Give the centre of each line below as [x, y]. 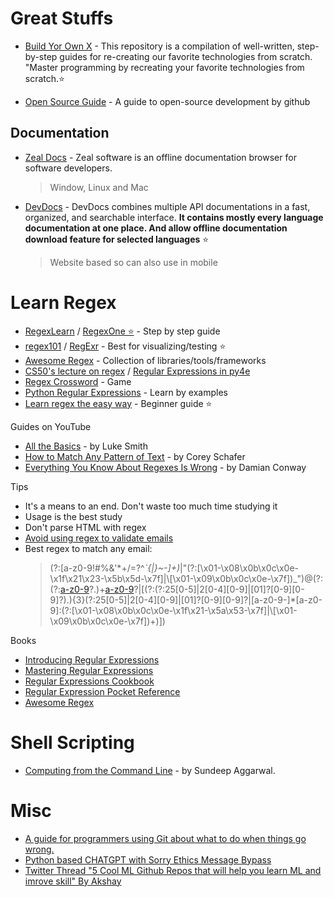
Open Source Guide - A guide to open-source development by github [167, 101]
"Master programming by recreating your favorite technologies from [164, 67]
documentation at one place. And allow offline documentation [156, 228]
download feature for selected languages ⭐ [117, 239]
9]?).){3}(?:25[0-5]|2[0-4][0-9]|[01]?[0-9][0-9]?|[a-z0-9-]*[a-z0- [186, 599]
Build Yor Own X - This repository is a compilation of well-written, [159, 46]
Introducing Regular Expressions [92, 659]
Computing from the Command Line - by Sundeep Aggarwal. [150, 770]
